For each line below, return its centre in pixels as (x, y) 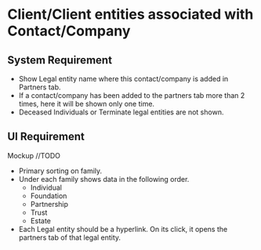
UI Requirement (46, 137)
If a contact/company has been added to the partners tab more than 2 (132, 95)
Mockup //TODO (34, 155)
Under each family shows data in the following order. (104, 179)
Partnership (49, 204)
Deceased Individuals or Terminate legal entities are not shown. (121, 112)
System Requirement (60, 60)
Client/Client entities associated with (130, 14)
